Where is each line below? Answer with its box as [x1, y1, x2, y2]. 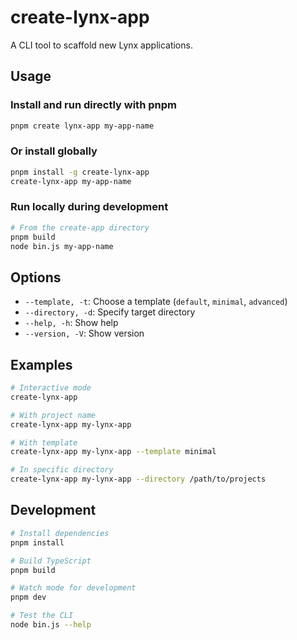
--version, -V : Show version [24, 327, 145, 340]
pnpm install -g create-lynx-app [10, 167, 150, 177]
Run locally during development [10, 200, 169, 214]
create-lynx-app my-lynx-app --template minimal [10, 447, 217, 457]
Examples [10, 356, 73, 373]
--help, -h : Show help [24, 317, 119, 329]
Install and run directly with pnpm [10, 98, 177, 112]
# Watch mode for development [10, 583, 137, 593]
